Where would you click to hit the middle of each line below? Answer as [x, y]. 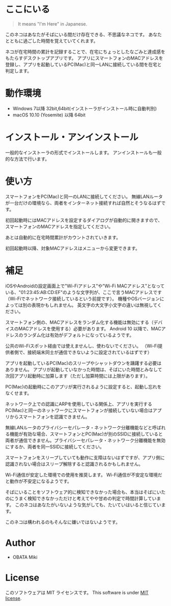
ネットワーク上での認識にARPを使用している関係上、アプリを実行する [79, 404]
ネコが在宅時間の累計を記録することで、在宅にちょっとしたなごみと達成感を [85, 52]
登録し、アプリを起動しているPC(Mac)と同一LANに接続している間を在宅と [83, 64]
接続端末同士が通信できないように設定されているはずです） [90, 352]
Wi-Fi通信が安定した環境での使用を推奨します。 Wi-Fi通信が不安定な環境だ [84, 475]
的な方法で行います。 [27, 159]
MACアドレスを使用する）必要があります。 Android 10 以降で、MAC [90, 328]
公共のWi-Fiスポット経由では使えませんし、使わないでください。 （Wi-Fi [82, 346]
